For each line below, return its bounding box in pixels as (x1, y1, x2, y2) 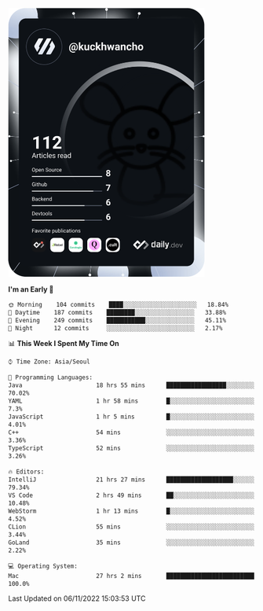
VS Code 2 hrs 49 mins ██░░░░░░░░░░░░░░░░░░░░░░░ (8, 491, 255, 499)
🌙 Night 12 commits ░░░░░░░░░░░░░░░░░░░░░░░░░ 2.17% (8, 324, 223, 332)
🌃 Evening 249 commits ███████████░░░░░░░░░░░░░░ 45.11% (8, 316, 226, 324)
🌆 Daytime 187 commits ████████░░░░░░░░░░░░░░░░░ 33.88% (8, 308, 226, 316)
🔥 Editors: (8, 468, 45, 476)
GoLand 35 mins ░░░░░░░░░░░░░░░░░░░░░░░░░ (8, 539, 255, 547)
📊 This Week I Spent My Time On (8, 338, 119, 348)
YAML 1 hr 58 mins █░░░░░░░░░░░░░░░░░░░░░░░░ (8, 397, 255, 405)
